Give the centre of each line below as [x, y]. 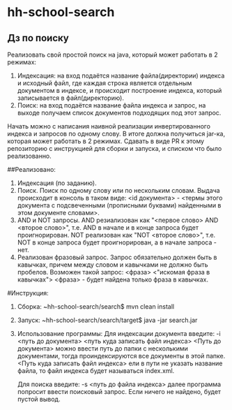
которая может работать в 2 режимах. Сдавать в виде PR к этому [106, 141]
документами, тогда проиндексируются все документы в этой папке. [121, 356]
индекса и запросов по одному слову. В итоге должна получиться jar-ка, [116, 134]
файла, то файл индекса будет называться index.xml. [96, 371]
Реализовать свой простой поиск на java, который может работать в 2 [113, 54]
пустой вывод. [39, 399]
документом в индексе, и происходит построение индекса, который [119, 90]
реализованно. [30, 156]
